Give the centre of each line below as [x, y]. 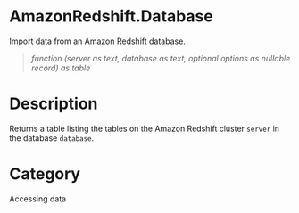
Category [45, 174]
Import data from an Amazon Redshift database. [97, 41]
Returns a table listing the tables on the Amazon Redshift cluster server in [144, 128]
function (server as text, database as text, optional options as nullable [161, 58]
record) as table [61, 68]
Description [54, 104]
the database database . [52, 138]
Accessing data [38, 199]
